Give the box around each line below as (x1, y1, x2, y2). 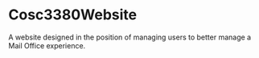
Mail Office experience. (8, 40, 86, 50)
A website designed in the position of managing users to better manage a (8, 32, 252, 42)
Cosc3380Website (8, 6, 138, 24)
